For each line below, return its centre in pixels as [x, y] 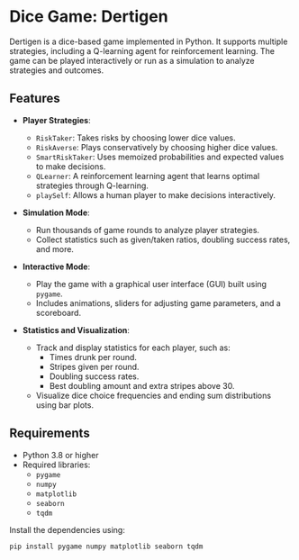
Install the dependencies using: [68, 529]
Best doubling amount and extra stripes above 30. [142, 385]
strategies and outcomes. [57, 70]
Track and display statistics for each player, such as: [133, 348]
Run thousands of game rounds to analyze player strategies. [147, 230]
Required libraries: [56, 465]
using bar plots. [65, 405]
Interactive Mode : [56, 266]
